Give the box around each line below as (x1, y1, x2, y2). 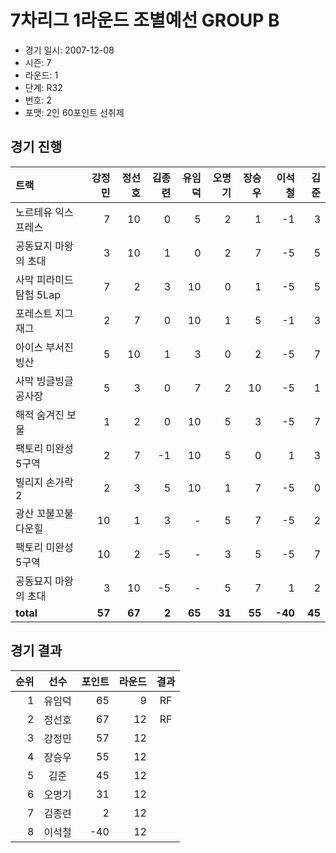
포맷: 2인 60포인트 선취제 (24, 106, 125, 118)
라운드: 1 (24, 69, 59, 81)
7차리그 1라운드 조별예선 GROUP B (10, 9, 280, 32)
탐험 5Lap (15, 287, 61, 301)
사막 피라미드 (15, 272, 74, 286)
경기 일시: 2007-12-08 (24, 44, 115, 56)
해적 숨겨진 (15, 407, 65, 421)
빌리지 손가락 (15, 475, 74, 489)
